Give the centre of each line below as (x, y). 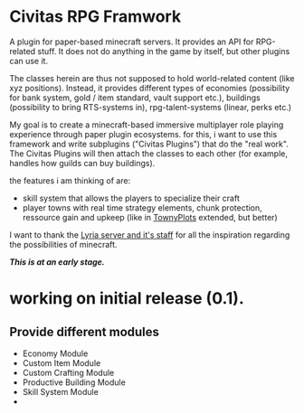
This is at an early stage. (57, 262)
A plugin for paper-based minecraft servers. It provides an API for (132, 42)
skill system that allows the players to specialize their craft (131, 198)
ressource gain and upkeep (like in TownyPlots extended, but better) (150, 217)
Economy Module (55, 353)
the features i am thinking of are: (70, 180)
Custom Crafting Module (68, 372)
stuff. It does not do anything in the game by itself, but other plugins (164, 51)
